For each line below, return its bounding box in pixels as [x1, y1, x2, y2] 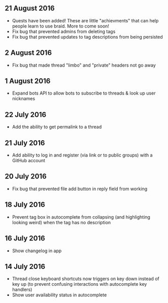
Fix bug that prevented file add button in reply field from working [12, 186, 148, 192]
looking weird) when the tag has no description [12, 219, 111, 225]
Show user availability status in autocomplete [12, 292, 107, 298]
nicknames [12, 96, 36, 102]
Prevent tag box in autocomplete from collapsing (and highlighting [12, 214, 151, 220]
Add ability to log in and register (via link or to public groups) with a [12, 152, 153, 158]
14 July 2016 [5, 262, 46, 271]
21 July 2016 [5, 138, 45, 147]
